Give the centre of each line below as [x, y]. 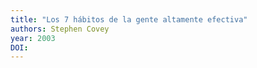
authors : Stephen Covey [60, 29]
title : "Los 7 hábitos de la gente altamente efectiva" [129, 19]
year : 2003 [33, 38]
